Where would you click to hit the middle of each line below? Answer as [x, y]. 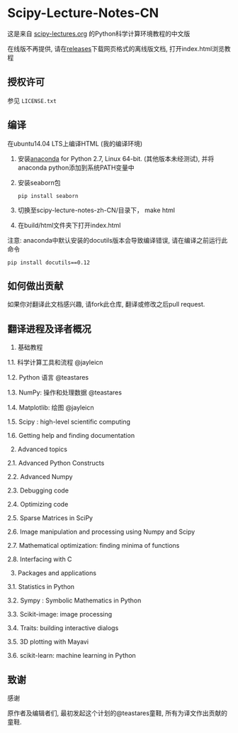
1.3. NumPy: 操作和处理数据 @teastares [65, 392]
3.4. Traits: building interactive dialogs [63, 628]
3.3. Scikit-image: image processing [60, 614]
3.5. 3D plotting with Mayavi [48, 642]
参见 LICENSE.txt [32, 100]
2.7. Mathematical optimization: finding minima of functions [93, 546]
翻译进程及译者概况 [49, 329]
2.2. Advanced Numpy [40, 477]
